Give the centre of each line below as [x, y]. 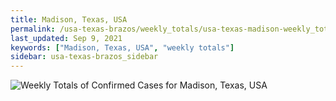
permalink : [33, 29]
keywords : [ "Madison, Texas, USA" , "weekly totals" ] [122, 47]
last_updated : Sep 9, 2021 [66, 38]
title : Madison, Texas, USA [69, 19]
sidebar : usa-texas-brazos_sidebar [84, 57]
